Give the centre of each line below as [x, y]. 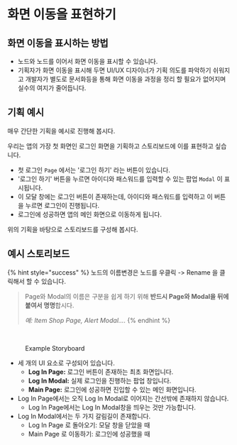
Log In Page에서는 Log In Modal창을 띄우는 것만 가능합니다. [112, 407]
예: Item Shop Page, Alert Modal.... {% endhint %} [98, 320]
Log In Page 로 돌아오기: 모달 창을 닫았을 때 [89, 425]
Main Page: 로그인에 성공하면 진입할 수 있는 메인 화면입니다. [112, 389]
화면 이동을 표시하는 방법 [58, 43]
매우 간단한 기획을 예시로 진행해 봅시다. [61, 131]
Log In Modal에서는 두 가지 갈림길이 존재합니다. [84, 416]
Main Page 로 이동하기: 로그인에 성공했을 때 [89, 434]
